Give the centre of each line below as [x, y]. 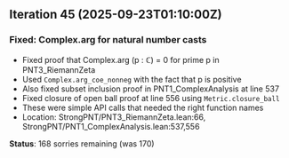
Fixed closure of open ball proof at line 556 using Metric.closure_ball [151, 98]
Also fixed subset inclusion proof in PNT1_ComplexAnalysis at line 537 [151, 89]
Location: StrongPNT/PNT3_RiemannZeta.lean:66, [114, 117]
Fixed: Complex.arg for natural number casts [108, 40]
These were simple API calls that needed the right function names [143, 107]
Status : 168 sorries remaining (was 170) [82, 143]
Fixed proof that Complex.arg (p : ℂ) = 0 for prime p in [120, 59]
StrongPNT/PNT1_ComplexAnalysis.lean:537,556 [111, 126]
